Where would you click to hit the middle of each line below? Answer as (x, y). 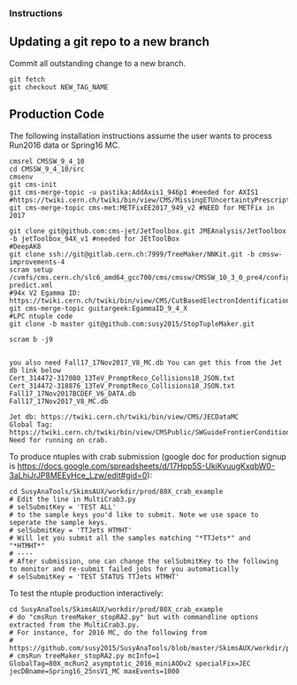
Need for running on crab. (59, 440)
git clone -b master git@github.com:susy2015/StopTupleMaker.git (132, 324)
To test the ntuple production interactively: (86, 593)
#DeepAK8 (25, 246)
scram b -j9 (31, 339)
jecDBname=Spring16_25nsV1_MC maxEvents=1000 (94, 671)
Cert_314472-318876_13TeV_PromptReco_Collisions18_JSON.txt (122, 386)
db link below (35, 370)
